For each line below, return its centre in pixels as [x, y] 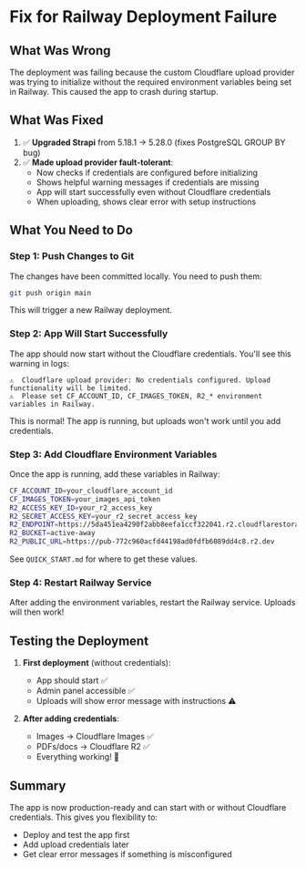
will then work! [37, 612]
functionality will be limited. [71, 388]
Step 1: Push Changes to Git [72, 256]
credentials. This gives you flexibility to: [83, 817]
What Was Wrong [60, 51]
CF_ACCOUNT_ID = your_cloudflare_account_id [91, 491]
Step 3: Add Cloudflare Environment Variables [113, 454]
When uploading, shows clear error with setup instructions [146, 202]
